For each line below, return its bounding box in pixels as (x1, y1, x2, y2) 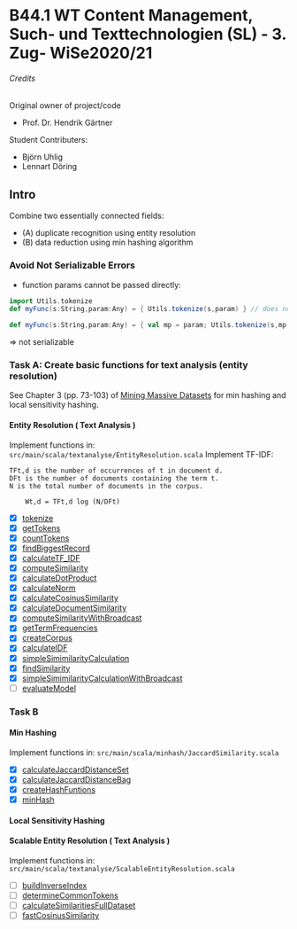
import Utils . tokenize (9, 296, 93, 306)
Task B (9, 706, 39, 718)
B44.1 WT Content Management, (9, 5, 254, 26)
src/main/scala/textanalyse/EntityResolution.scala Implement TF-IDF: (9, 449, 274, 459)
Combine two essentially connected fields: (9, 210, 164, 222)
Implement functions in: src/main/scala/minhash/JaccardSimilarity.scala (9, 746, 280, 758)
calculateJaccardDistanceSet (21, 764, 130, 775)
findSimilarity (21, 662, 71, 674)
